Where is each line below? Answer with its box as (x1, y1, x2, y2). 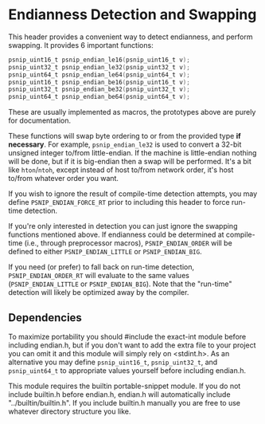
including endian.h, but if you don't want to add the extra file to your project (8, 340, 256, 350)
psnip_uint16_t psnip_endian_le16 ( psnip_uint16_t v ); (8, 56, 191, 64)
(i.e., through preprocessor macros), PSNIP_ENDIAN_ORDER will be (24, 238, 232, 248)
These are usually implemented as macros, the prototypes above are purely (8, 108, 256, 117)
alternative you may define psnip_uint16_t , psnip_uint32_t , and (8, 357, 218, 367)
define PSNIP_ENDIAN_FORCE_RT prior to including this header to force (8, 198, 230, 207)
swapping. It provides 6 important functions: (8, 40, 154, 49)
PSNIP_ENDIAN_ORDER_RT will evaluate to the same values (8, 271, 189, 281)
